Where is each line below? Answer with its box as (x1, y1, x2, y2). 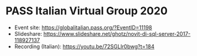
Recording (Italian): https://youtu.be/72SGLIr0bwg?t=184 (14, 43, 155, 50)
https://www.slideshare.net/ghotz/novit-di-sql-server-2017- (43, 30, 191, 37)
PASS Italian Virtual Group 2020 (5, 4, 168, 18)
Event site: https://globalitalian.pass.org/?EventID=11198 (14, 24, 153, 31)
